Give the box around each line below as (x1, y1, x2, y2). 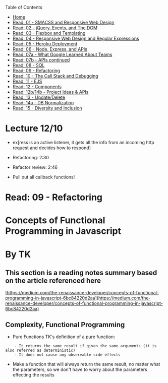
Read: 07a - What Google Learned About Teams (12, 51, 113, 57)
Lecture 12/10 (5, 123, 63, 134)
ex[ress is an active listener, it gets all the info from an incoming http (12, 139, 155, 145)
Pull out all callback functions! (12, 174, 75, 180)
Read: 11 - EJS (12, 78, 42, 84)
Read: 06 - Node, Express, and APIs (12, 46, 87, 52)
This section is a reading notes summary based (5, 268, 157, 277)
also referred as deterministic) (5, 348, 76, 353)
